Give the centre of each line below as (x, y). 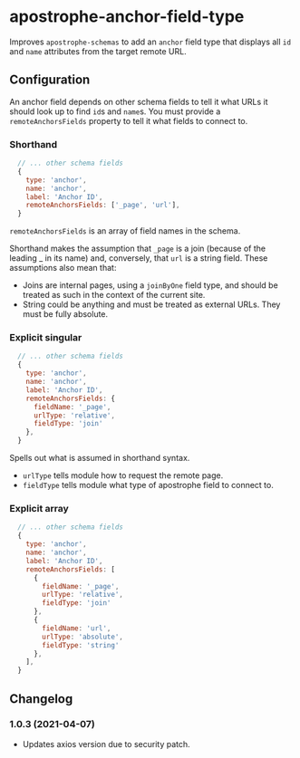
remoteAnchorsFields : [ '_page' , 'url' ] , (103, 206)
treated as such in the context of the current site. (114, 295)
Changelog (41, 699)
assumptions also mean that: (63, 268)
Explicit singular (46, 338)
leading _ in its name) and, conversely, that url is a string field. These (139, 258)
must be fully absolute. (65, 314)
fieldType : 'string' (81, 645)
